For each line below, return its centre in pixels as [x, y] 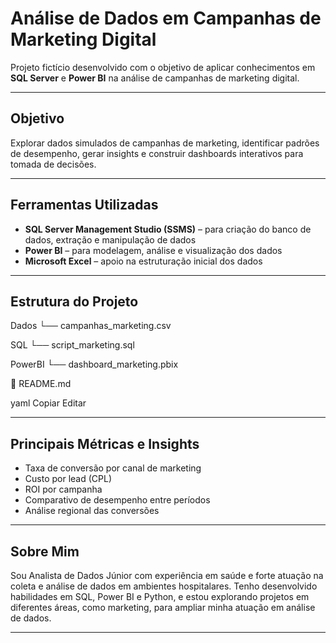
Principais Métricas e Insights [105, 443]
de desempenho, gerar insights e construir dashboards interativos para [157, 153]
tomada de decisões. [53, 164]
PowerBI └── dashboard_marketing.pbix [94, 364]
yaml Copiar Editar [48, 403]
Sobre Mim [45, 551]
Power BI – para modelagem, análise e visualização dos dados [153, 250]
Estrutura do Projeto [74, 301]
